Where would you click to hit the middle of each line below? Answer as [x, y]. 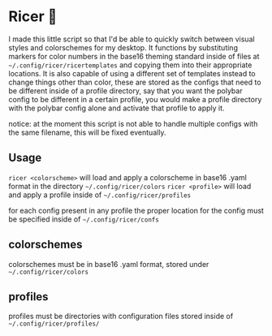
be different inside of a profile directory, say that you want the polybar [125, 90]
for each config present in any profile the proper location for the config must [136, 210]
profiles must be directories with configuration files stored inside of [121, 317]
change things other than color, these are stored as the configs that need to [135, 82]
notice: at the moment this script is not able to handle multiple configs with [133, 123]
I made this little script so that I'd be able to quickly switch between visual [132, 39]
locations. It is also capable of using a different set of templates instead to [132, 73]
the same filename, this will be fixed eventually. [87, 132]
